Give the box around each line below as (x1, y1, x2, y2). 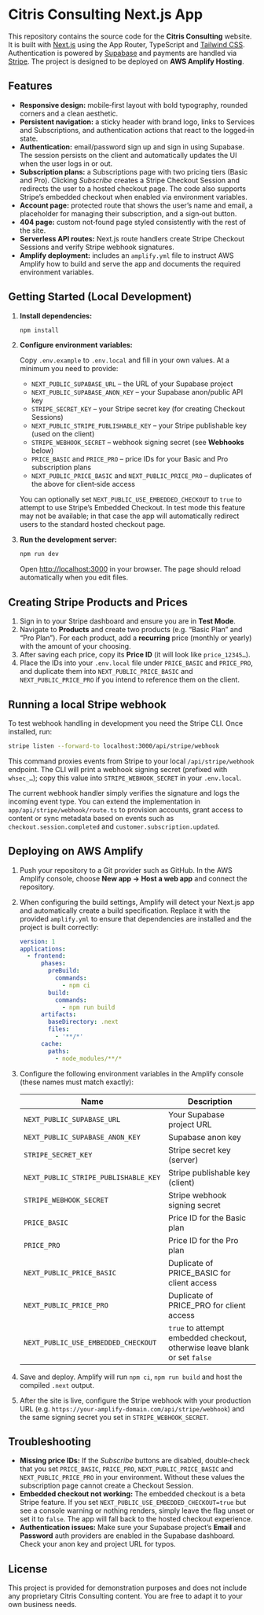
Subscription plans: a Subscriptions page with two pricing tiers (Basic (19, 167, 248, 176)
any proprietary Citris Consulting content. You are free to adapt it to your (8, 1591, 244, 1601)
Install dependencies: (19, 311, 93, 320)
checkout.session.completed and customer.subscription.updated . (8, 822, 220, 831)
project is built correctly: (19, 922, 99, 932)
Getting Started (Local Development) (8, 290, 192, 304)
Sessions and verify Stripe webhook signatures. (19, 242, 174, 252)
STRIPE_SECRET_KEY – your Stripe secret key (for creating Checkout (31, 404, 245, 414)
